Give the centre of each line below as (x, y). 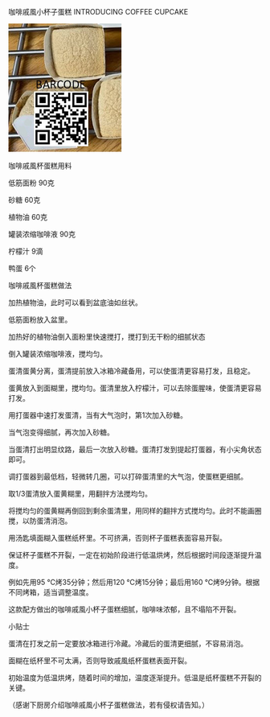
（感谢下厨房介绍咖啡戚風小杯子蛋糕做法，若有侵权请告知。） (108, 705)
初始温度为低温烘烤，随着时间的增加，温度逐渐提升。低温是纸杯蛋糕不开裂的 (135, 678)
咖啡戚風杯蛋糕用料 (40, 166)
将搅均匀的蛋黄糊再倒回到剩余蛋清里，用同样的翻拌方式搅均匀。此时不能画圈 (135, 511)
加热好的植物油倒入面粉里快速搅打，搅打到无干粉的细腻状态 (107, 337)
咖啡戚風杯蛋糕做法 (40, 285)
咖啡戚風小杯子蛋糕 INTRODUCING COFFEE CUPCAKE (98, 12)
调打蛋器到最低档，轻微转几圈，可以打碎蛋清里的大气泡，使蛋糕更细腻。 (128, 476)
